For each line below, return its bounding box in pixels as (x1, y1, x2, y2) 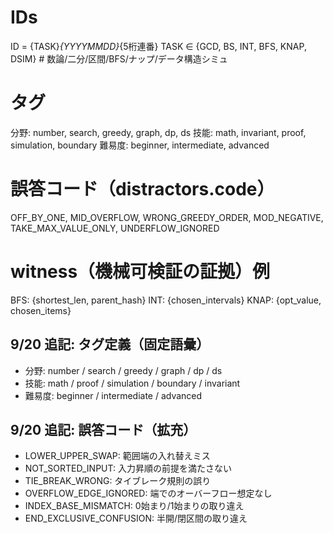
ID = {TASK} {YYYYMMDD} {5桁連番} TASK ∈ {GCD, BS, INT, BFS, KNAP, (10, 40, 307, 52)
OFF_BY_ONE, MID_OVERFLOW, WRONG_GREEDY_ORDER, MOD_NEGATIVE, (10, 211, 324, 223)
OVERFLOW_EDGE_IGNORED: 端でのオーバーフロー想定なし (24, 487, 273, 500)
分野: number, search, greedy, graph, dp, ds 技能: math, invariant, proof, (10, 126, 307, 138)
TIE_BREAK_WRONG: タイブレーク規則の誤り (24, 475, 212, 487)
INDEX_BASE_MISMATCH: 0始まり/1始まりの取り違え (24, 500, 245, 512)
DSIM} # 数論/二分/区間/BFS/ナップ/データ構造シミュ (10, 52, 228, 65)
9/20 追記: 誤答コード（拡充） (10, 421, 197, 438)
